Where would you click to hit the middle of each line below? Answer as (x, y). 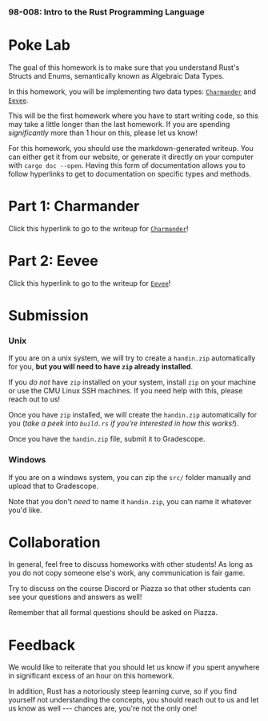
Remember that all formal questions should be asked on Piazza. (113, 613)
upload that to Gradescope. (54, 486)
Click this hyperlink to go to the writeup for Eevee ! (90, 283)
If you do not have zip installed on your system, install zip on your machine (132, 382)
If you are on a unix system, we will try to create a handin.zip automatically (132, 358)
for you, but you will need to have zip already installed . (101, 367)
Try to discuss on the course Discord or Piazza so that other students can (130, 589)
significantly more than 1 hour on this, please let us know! (103, 132)
